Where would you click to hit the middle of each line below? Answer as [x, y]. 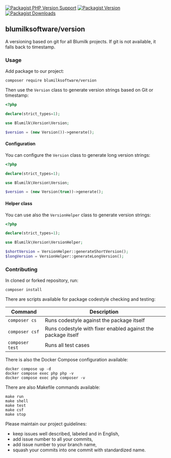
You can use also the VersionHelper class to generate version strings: [78, 215]
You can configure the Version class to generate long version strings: [78, 155]
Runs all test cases [67, 345]
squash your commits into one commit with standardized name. [79, 450]
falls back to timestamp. [31, 47]
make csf [15, 410]
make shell [17, 401]
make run [15, 397]
